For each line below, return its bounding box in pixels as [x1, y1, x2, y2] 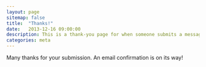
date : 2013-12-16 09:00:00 [6, 26, 81, 32]
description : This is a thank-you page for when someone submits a [6, 32, 183, 38]
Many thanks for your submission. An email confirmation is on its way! [6, 54, 183, 61]
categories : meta [6, 37, 51, 43]
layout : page [6, 9, 40, 15]
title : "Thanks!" [6, 20, 53, 26]
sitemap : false [6, 15, 45, 21]
